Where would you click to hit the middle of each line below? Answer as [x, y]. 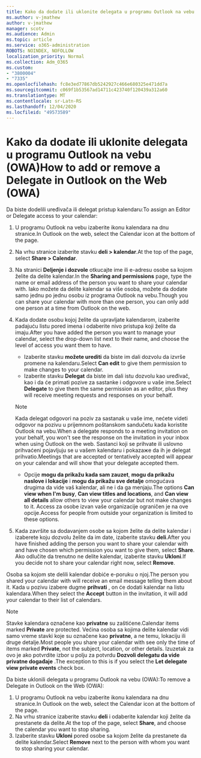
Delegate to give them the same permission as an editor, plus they [106, 389]
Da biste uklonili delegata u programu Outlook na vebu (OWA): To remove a [98, 679]
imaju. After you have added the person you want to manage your [95, 332]
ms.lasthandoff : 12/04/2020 [41, 107]
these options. [42, 519]
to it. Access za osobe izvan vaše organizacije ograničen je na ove [106, 507]
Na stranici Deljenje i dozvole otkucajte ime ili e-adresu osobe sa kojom [104, 270]
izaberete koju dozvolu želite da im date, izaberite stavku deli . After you [103, 537]
